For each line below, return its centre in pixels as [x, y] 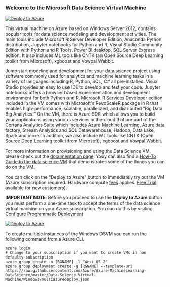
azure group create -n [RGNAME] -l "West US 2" [57, 262]
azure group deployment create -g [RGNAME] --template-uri [69, 266]
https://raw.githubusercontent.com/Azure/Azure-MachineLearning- [76, 271]
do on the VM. [20, 167]
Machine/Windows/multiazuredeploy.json [47, 280]
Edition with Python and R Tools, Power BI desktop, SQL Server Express [80, 50]
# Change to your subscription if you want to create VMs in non [76, 253]
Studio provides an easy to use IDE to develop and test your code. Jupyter [83, 87]
